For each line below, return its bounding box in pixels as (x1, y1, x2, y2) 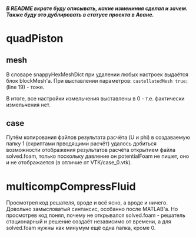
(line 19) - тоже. (6, 83, 45, 90)
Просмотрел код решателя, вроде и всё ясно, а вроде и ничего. (6, 199, 168, 206)
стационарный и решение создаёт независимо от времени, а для (6, 218, 172, 225)
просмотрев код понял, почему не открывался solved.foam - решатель (6, 212, 185, 219)
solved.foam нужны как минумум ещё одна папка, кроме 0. (6, 225, 156, 232)
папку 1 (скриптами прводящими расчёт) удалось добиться (6, 140, 157, 147)
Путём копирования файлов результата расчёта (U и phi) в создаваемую (6, 134, 190, 141)
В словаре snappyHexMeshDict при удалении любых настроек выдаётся (6, 71, 188, 78)
